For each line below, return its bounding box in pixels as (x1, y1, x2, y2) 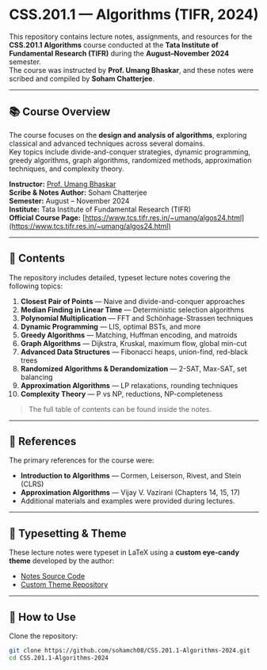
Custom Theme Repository (20, 580, 109, 589)
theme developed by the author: (9, 556, 115, 565)
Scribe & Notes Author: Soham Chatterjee (9, 188, 147, 197)
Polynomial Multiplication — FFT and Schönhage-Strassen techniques (20, 313, 254, 322)
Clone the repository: (9, 631, 78, 641)
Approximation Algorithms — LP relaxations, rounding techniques (20, 380, 238, 390)
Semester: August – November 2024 (9, 196, 130, 205)
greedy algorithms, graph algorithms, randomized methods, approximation (9, 155, 252, 165)
